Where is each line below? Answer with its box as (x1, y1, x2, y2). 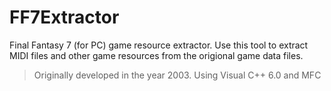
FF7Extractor (9, 6, 120, 29)
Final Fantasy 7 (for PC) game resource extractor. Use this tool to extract (9, 39, 309, 51)
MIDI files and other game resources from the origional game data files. (9, 49, 304, 61)
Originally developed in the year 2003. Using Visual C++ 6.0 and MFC (33, 69, 322, 81)
